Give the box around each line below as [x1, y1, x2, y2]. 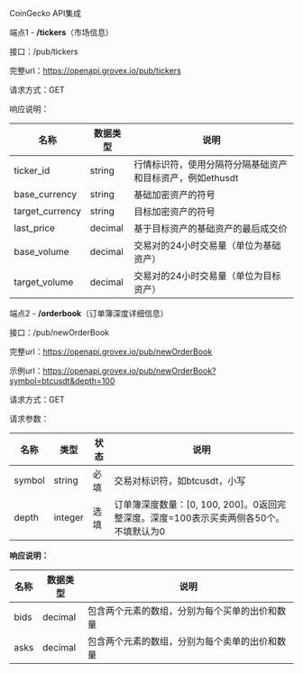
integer [53, 512, 84, 523]
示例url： [9, 366, 43, 376]
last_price [14, 222, 56, 234]
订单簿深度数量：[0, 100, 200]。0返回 [114, 498, 278, 511]
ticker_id [14, 165, 50, 177]
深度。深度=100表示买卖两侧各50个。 [123, 512, 285, 524]
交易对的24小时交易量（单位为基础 [133, 240, 281, 251]
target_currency [14, 205, 81, 217]
